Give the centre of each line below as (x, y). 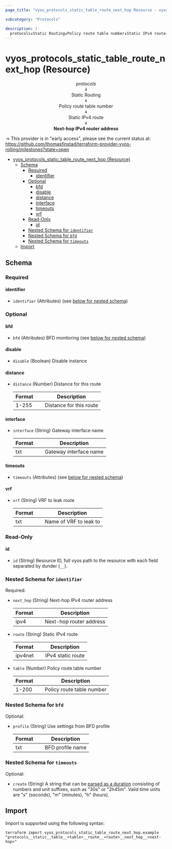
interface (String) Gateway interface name (58, 431)
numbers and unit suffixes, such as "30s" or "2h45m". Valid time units (86, 789)
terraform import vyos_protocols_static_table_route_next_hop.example (82, 833)
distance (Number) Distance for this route (57, 384)
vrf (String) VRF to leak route (44, 500)
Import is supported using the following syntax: (55, 823)
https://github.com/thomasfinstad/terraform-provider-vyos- (68, 144)
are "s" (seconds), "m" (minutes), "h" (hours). (61, 795)
